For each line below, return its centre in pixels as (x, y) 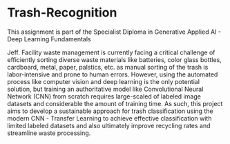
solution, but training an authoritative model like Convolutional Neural (105, 89)
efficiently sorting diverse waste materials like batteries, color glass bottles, (115, 59)
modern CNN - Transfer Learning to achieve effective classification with (109, 118)
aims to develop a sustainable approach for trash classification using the (110, 111)
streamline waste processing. (49, 133)
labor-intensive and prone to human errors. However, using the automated (113, 74)
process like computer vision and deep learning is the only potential (104, 81)
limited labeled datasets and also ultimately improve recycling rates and (109, 125)
